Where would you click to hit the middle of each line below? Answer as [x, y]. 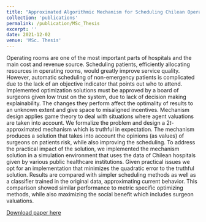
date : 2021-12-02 [29, 35]
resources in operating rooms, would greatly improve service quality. [93, 71]
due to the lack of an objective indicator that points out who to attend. [94, 84]
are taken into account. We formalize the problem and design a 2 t [89, 123]
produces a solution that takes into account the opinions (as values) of [95, 136]
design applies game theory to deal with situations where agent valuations [100, 116]
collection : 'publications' [42, 18]
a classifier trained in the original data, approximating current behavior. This [102, 181]
